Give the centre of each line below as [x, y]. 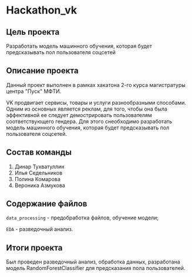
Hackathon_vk [42, 10]
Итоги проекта [34, 248]
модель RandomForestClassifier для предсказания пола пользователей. [96, 268]
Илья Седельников [38, 173]
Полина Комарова [37, 179]
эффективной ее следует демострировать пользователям [79, 115]
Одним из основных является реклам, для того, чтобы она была [87, 109]
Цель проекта [33, 32]
